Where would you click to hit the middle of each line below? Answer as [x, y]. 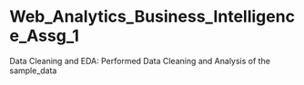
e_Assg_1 [45, 36]
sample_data [33, 71]
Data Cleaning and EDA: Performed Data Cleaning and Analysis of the [140, 61]
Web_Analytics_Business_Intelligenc [152, 17]
